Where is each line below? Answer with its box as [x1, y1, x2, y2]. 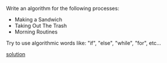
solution [6, 51, 26, 57]
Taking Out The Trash [14, 23, 67, 29]
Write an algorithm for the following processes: [6, 5, 120, 12]
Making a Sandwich [14, 16, 63, 23]
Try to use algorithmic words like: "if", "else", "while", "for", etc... [6, 40, 161, 46]
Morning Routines [14, 28, 58, 35]
